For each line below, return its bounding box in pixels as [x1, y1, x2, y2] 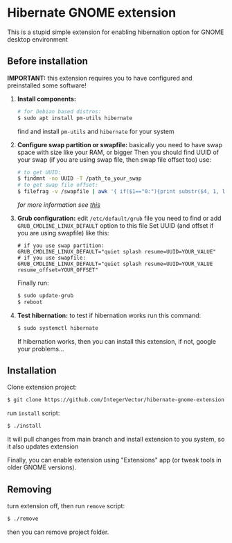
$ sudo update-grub [17, 292, 74, 299]
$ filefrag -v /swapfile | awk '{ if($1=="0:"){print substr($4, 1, [17, 188, 220, 195]
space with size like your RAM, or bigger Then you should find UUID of [17, 148, 220, 156]
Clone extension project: [7, 383, 78, 392]
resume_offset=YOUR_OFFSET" [17, 267, 98, 274]
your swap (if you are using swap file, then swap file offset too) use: [17, 155, 211, 164]
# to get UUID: [17, 169, 62, 176]
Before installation [7, 56, 89, 67]
